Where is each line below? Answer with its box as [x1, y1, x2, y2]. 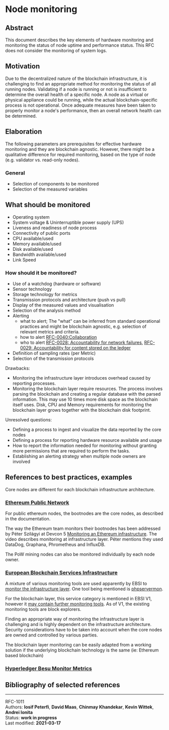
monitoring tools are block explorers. [5, 606, 81, 612]
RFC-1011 [5, 699, 24, 705]
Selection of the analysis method [12, 308, 81, 314]
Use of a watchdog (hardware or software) [12, 281, 102, 287]
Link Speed [12, 256, 36, 262]
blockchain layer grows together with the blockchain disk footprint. [12, 407, 151, 413]
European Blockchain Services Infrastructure [5, 569, 118, 576]
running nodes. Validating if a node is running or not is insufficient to [5, 86, 147, 92]
